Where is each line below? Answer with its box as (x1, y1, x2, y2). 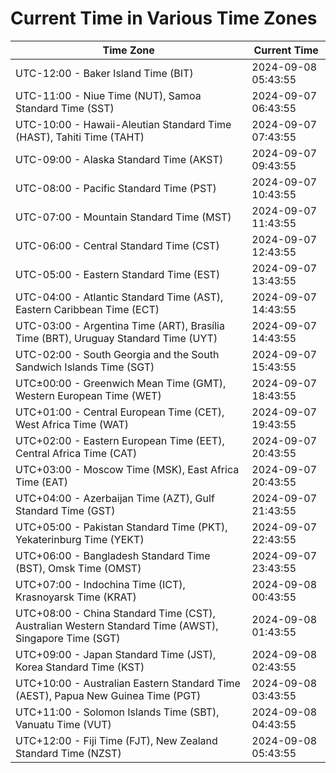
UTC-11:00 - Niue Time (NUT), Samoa (15, 88, 202, 102)
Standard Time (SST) (15, 101, 115, 115)
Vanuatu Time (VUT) (15, 717, 112, 731)
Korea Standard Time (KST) (15, 660, 145, 674)
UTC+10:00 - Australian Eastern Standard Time (15, 676, 241, 690)
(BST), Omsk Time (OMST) (15, 561, 142, 575)
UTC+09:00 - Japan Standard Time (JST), (15, 647, 217, 661)
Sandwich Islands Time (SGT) (15, 360, 155, 374)
